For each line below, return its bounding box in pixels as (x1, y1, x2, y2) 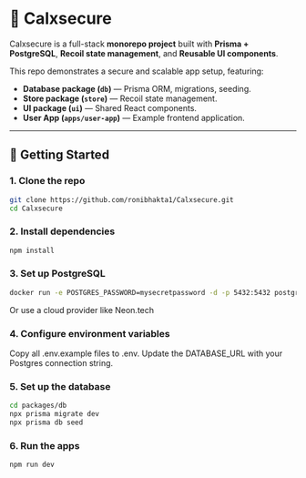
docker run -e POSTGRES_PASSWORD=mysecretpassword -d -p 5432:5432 (9, 288, 271, 297)
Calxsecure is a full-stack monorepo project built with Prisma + (9, 38, 250, 49)
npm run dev (9, 460, 55, 470)
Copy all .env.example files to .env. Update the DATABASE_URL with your (9, 348, 283, 359)
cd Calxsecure (9, 204, 64, 213)
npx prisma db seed (9, 418, 84, 427)
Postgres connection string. (9, 358, 114, 369)
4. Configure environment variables (9, 327, 170, 340)
